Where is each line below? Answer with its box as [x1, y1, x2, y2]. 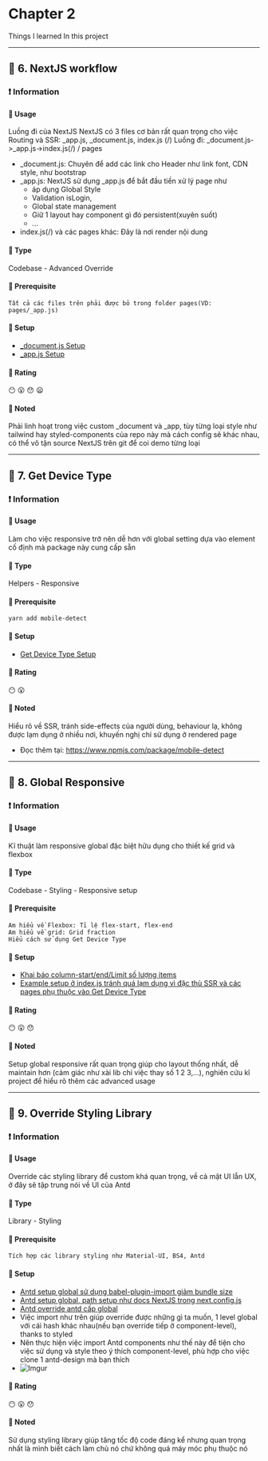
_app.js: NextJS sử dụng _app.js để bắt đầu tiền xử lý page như [19, 177, 227, 186]
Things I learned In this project [8, 31, 109, 41]
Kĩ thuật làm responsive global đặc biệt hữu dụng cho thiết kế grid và [8, 840, 235, 851]
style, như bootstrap [19, 168, 87, 177]
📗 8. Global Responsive [8, 776, 125, 789]
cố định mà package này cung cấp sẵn [8, 542, 136, 552]
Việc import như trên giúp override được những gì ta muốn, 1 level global [19, 1312, 258, 1322]
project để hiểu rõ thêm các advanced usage [8, 1076, 156, 1086]
